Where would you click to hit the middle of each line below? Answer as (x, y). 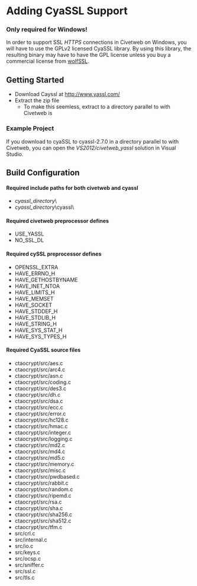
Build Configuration (43, 172)
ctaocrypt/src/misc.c (40, 470)
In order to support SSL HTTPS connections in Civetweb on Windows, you (97, 42)
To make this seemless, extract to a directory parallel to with (97, 107)
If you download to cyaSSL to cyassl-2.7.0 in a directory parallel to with (93, 141)
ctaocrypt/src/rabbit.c (42, 483)
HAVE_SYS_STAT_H (38, 330)
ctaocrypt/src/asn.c (39, 375)
